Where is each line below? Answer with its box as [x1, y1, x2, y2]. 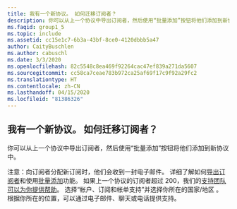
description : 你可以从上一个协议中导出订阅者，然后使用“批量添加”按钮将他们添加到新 [7, 17, 228, 24]
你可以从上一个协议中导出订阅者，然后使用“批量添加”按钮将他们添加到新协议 [7, 143, 229, 152]
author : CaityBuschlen [7, 43, 74, 50]
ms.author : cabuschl [7, 50, 68, 57]
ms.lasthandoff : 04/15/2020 [7, 89, 90, 96]
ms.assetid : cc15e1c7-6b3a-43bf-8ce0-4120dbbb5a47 [7, 37, 159, 44]
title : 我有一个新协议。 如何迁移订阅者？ [7, 10, 117, 18]
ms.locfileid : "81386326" [7, 96, 83, 103]
